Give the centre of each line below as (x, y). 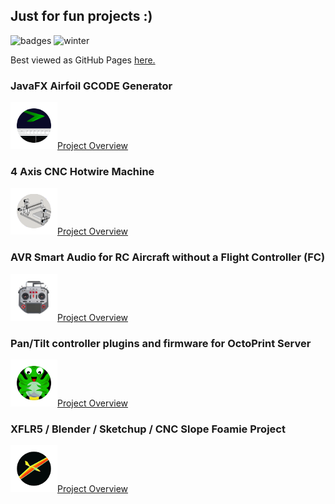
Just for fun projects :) (81, 16)
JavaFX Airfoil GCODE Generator (91, 86)
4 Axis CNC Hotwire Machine (82, 172)
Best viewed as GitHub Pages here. (83, 60)
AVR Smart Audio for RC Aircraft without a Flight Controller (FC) (168, 257)
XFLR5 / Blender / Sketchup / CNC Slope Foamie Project (148, 429)
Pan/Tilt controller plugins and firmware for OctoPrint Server (161, 343)
